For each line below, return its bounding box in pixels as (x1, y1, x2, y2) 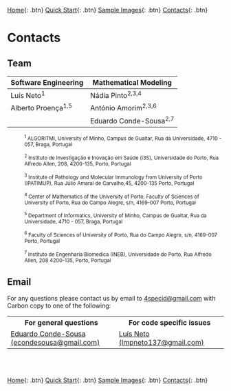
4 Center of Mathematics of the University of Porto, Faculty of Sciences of (24, 192, 199, 200)
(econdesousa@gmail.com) (10, 338, 100, 348)
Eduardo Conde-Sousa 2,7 (90, 114, 175, 126)
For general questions (24, 318, 98, 328)
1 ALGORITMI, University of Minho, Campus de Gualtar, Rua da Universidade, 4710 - (24, 134, 222, 142)
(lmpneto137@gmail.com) (119, 338, 204, 348)
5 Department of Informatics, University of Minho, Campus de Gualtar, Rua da (24, 211, 208, 219)
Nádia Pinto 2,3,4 (90, 90, 142, 101)
